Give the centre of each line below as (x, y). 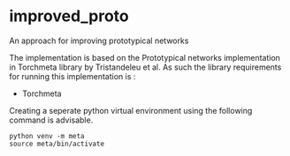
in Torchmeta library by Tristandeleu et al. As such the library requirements (145, 67)
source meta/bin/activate (57, 144)
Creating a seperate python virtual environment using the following (131, 110)
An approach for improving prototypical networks (99, 41)
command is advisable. (51, 120)
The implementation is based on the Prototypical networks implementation (145, 57)
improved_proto (69, 16)
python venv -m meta (47, 136)
